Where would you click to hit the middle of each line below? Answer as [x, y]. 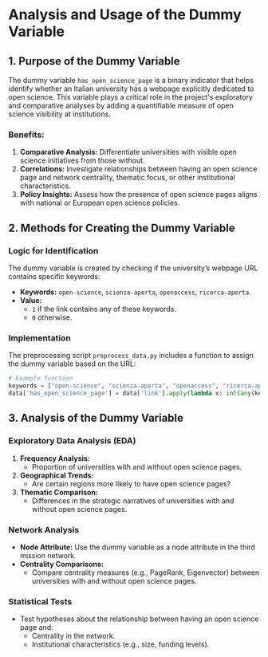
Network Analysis [44, 529]
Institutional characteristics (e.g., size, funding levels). [120, 644]
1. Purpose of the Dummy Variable [95, 61]
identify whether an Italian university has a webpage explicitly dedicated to [131, 89]
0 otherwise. [52, 317]
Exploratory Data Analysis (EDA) [72, 441]
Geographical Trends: [57, 475]
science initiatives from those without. [82, 160]
